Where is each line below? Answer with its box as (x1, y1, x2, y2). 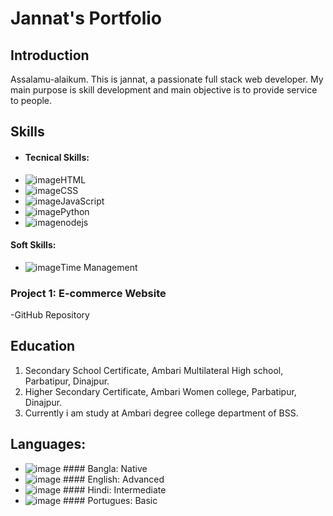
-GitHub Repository (10, 309, 90, 321)
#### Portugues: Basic (63, 494, 158, 506)
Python (60, 205, 90, 217)
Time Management (60, 261, 138, 273)
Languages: (10, 436, 87, 453)
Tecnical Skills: (24, 151, 90, 163)
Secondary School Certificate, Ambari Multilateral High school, (24, 364, 284, 376)
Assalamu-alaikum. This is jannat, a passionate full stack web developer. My (10, 73, 324, 85)
